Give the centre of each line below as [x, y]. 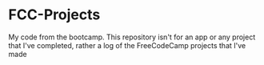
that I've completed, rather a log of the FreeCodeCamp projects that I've [127, 45]
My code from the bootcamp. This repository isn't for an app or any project [132, 37]
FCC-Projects [54, 15]
